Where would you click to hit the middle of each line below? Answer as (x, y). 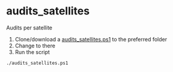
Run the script (32, 52)
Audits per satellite (29, 28)
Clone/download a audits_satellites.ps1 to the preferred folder (91, 39)
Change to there (35, 46)
